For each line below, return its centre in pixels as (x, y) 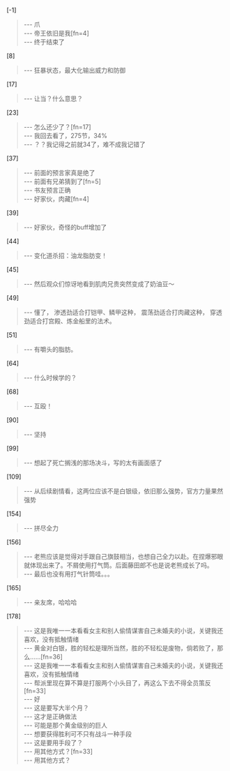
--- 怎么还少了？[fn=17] (57, 127)
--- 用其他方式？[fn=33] (58, 751)
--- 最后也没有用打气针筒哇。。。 (69, 574)
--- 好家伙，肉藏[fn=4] (56, 199)
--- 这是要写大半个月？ (56, 708)
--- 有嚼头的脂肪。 (50, 349)
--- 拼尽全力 (41, 528)
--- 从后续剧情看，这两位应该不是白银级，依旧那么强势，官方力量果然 (123, 491)
